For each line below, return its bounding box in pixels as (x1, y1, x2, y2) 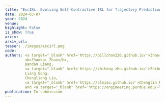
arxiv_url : (5, 39, 27, 44)
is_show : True (5, 30, 34, 35)
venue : (5, 21, 19, 26)
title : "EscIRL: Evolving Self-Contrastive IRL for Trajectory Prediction (5, 7, 162, 12)
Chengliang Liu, (25, 76, 58, 80)
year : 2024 (5, 16, 27, 21)
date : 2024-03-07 (5, 12, 41, 17)
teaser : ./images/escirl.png (5, 44, 65, 49)
